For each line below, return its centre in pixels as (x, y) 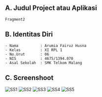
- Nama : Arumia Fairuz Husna (46, 46)
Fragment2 (15, 19)
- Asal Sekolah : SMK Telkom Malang (44, 63)
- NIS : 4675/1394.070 (39, 58)
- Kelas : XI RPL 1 (34, 50)
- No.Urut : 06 (27, 54)
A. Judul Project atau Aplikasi (51, 8)
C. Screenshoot (29, 78)
